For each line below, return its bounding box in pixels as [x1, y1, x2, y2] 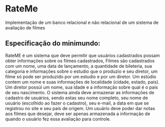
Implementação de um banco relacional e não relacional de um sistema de [5, 19, 159, 25]
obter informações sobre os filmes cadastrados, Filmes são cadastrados [5, 58, 155, 64]
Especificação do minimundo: [5, 39, 101, 48]
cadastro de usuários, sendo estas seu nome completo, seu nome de [5, 95, 148, 101]
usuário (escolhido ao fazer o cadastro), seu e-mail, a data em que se [5, 100, 149, 106]
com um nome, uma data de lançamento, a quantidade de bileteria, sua [5, 63, 152, 69]
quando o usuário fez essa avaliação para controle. [5, 116, 111, 122]
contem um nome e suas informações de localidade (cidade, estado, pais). [5, 79, 159, 85]
